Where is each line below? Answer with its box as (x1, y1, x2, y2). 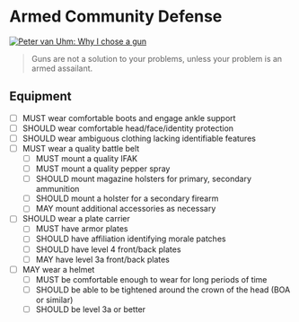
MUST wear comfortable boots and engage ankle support (22, 112, 236, 123)
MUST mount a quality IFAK (35, 153, 138, 163)
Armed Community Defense (9, 6, 223, 27)
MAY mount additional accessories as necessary (35, 204, 216, 214)
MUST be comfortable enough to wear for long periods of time (35, 274, 268, 284)
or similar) (35, 294, 74, 305)
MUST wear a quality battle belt (22, 143, 140, 153)
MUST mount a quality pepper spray (35, 163, 171, 174)
